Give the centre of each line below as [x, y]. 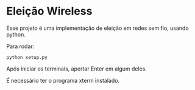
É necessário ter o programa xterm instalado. [63, 80]
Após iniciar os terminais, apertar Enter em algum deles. [77, 69]
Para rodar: [20, 46]
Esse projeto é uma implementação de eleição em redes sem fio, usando [97, 28]
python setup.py [27, 57]
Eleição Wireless [49, 11]
